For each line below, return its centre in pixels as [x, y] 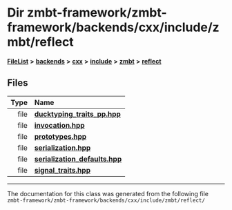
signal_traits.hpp [62, 170]
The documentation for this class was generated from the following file [108, 193]
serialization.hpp [62, 148]
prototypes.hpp [60, 136]
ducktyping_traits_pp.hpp [77, 114]
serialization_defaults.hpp [78, 159]
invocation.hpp [59, 125]
